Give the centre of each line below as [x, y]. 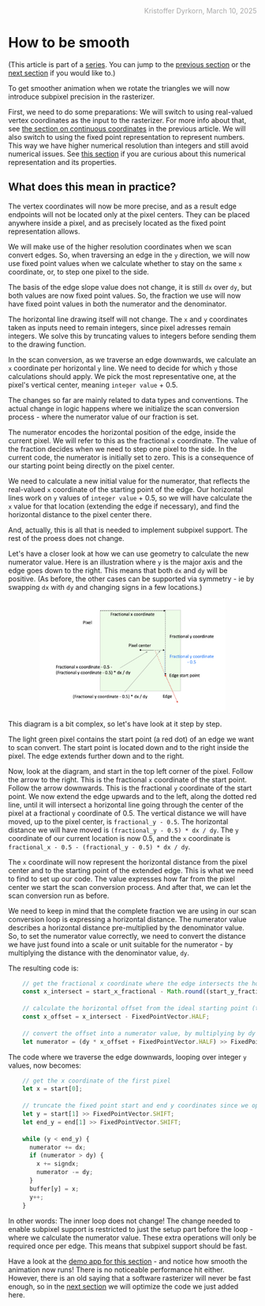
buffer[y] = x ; [54, 1189]
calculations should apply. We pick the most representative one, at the [122, 376]
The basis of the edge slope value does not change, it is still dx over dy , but [130, 287]
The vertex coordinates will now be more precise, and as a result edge [123, 206]
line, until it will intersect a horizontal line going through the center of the [126, 805]
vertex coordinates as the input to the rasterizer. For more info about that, [127, 120]
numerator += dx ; [58, 1147]
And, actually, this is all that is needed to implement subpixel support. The [128, 530]
